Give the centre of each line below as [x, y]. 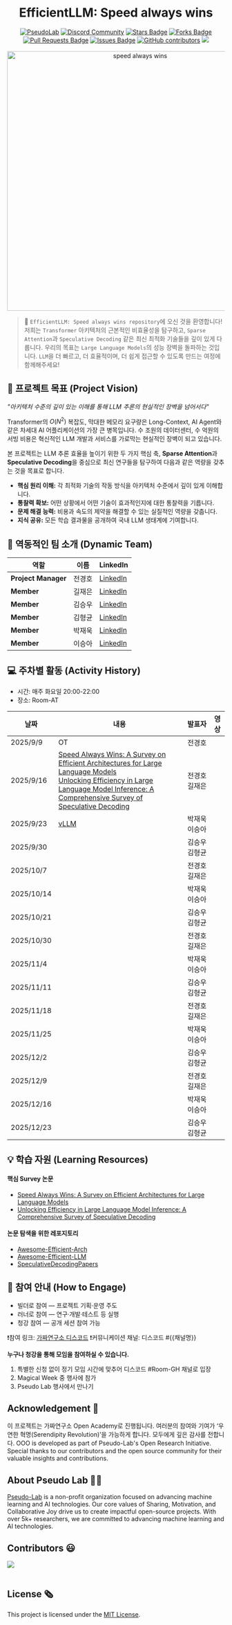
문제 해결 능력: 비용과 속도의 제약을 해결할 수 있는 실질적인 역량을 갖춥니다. [117, 512]
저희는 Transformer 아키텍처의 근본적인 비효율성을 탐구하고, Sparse [115, 330]
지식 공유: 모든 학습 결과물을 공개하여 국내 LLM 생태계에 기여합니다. [108, 520]
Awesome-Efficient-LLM [52, 1256]
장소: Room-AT [38, 700]
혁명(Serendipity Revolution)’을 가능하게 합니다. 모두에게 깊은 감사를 [113, 1435]
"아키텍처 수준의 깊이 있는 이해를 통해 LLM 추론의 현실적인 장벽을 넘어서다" [108, 406]
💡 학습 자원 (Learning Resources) [78, 1160]
